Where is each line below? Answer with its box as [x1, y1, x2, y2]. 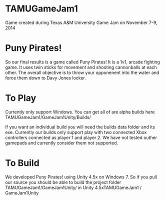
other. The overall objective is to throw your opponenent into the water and [5, 69, 159, 75]
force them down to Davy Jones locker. [5, 74, 86, 80]
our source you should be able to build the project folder [5, 179, 121, 185]
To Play [5, 92, 36, 104]
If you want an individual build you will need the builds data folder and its [5, 123, 155, 130]
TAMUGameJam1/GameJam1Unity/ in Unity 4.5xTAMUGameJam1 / [5, 184, 141, 190]
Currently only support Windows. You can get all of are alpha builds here [5, 108, 155, 115]
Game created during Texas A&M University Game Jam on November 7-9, [5, 19, 157, 25]
